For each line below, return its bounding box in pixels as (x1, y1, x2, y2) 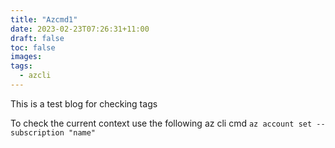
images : (10, 52, 43, 62)
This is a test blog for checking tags (10, 97, 158, 110)
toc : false (10, 42, 56, 53)
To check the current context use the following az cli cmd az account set (10, 117, 313, 129)
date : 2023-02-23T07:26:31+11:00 (10, 24, 150, 34)
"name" (68, 127, 97, 138)
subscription (10, 127, 65, 138)
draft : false (10, 33, 65, 43)
